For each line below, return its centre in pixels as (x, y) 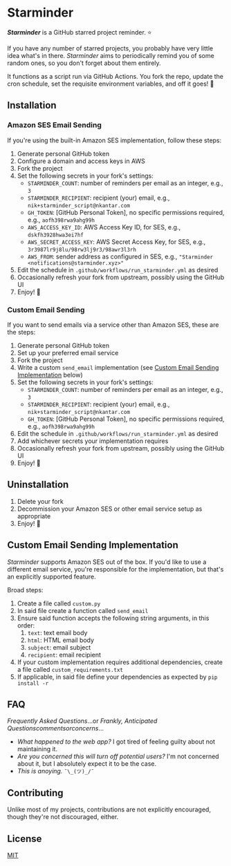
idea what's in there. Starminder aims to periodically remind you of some (111, 55)
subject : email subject (59, 647)
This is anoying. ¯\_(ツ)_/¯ (56, 771)
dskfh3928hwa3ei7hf (56, 235)
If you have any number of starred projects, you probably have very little (110, 48)
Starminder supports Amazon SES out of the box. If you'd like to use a (107, 562)
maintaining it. (37, 749)
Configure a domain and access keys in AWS (81, 161)
